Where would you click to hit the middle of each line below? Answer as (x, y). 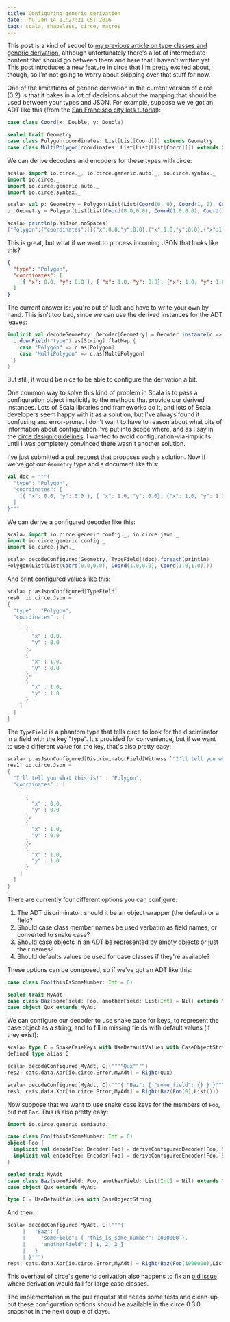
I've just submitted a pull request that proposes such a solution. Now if (106, 457)
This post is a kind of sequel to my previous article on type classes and (107, 46)
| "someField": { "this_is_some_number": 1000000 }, (105, 1238)
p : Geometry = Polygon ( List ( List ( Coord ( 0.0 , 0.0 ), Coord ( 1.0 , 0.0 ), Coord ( (115, 211)
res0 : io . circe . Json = (39, 598)
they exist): (23, 1035)
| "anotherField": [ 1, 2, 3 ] (73, 1244)
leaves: (17, 322)
